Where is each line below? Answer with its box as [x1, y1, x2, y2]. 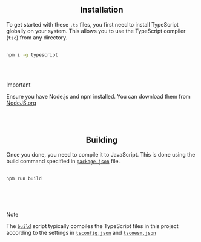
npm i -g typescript [6, 51, 59, 58]
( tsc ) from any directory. [6, 33, 68, 41]
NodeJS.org [6, 99, 36, 106]
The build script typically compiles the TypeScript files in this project [6, 223, 179, 230]
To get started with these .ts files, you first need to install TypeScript [6, 21, 179, 28]
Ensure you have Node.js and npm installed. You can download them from [6, 93, 191, 100]
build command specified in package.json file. [6, 157, 120, 165]
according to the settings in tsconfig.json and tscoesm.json [6, 229, 156, 237]
